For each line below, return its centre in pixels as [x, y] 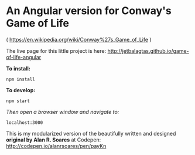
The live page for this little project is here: [56, 50]
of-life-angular [24, 57]
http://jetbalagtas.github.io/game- [148, 50]
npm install [20, 79]
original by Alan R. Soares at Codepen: [54, 140]
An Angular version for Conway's [89, 11]
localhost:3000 [25, 122]
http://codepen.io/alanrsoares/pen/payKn [56, 146]
